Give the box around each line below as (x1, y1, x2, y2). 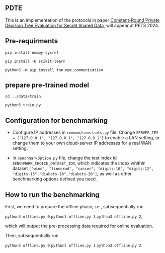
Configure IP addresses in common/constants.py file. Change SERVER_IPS (12, 129, 159, 136)
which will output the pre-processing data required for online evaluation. (5, 223, 153, 229)
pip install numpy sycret (5, 50, 59, 55)
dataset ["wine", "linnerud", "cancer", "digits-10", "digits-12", (12, 166, 154, 171)
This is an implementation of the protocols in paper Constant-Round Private (5, 17, 160, 23)
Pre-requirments (5, 37, 58, 45)
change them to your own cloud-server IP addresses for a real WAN (12, 140, 152, 146)
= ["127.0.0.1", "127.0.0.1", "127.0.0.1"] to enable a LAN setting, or (12, 135, 160, 141)
